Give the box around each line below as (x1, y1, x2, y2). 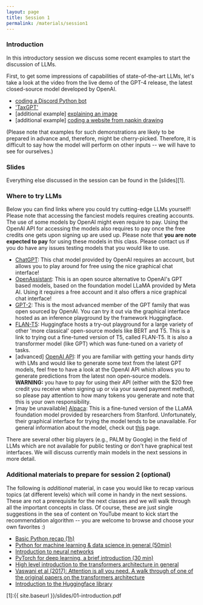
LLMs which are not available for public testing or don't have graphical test (6, 442, 193, 450)
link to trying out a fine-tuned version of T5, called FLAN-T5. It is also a (15, 334, 193, 341)
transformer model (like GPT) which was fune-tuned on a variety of (15, 340, 184, 347)
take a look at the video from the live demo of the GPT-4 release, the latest (6, 78, 193, 86)
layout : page (6, 9, 39, 15)
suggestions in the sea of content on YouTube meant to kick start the (6, 510, 179, 517)
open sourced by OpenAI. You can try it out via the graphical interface (15, 308, 190, 315)
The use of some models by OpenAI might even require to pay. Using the (6, 218, 188, 226)
